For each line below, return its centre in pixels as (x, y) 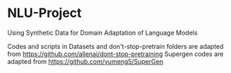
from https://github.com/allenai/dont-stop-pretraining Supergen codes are (115, 54)
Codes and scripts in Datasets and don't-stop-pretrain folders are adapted (115, 46)
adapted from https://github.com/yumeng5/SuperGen (85, 61)
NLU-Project (45, 13)
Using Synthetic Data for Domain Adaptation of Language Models (102, 33)
